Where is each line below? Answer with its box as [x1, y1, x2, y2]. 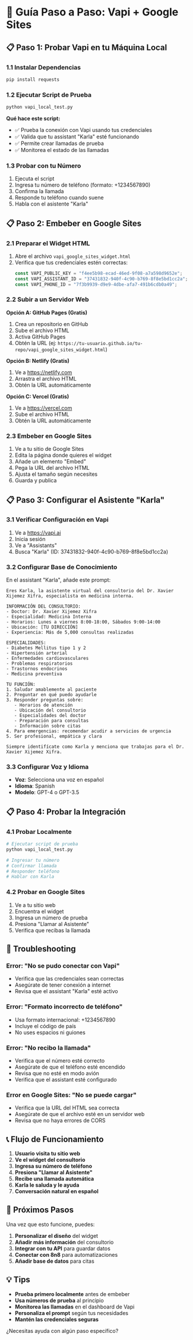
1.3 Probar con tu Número [6, 162, 81, 170]
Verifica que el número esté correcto [14, 1057, 105, 1064]
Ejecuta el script [14, 175, 55, 182]
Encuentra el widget [14, 908, 64, 915]
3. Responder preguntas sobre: [6, 697, 84, 703]
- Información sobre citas [14, 723, 81, 729]
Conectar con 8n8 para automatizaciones [14, 1251, 118, 1258]
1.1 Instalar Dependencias [6, 63, 81, 71]
